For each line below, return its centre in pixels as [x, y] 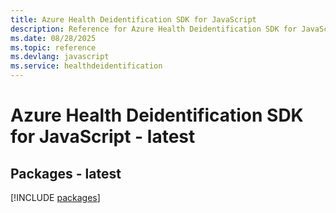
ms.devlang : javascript [60, 57]
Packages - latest [66, 173]
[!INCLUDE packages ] [55, 197]
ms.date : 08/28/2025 [53, 38]
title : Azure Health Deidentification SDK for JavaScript [133, 19]
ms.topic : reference [53, 47]
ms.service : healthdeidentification [86, 66]
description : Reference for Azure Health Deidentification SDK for [154, 29]
